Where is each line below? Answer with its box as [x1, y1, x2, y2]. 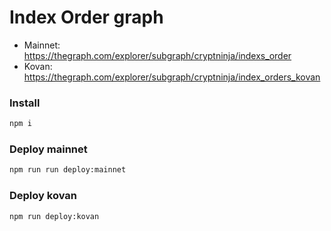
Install [9, 96, 41, 110]
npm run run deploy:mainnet [9, 165, 127, 175]
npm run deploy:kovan [9, 211, 100, 221]
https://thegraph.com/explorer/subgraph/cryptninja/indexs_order [23, 49, 292, 61]
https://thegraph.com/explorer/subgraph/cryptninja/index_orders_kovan [23, 71, 321, 83]
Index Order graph [9, 6, 164, 29]
